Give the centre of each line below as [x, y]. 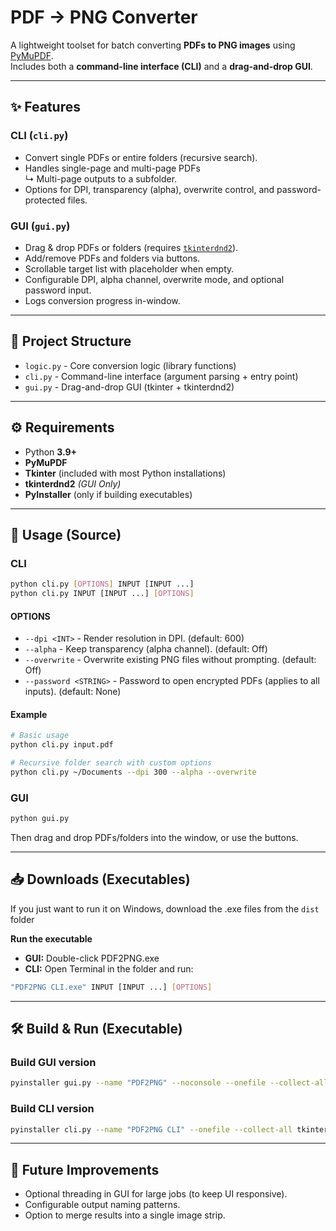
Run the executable [51, 938]
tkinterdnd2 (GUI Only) [73, 483]
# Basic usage [40, 736]
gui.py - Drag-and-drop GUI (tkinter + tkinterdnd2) [129, 387]
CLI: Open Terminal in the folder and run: [109, 968]
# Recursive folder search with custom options [111, 763]
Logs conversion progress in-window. [102, 300]
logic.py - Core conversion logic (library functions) [130, 365]
